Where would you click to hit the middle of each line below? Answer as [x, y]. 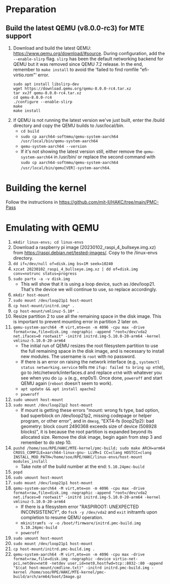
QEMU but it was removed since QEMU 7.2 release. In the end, [78, 64]
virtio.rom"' [25, 75]
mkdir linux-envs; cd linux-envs [48, 242]
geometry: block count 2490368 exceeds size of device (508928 [89, 426]
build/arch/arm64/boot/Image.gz [47, 576]
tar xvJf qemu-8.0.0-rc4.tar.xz [47, 93]
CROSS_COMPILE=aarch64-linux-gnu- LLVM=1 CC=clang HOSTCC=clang [82, 452]
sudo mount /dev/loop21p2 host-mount [53, 405]
